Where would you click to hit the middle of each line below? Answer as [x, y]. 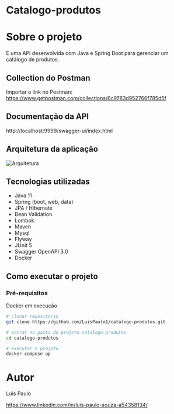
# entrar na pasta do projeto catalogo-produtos [66, 332]
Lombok [25, 221]
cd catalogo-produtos [32, 338]
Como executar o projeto [52, 276]
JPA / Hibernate [34, 208]
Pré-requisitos [27, 293]
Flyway [23, 239]
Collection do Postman [48, 78]
